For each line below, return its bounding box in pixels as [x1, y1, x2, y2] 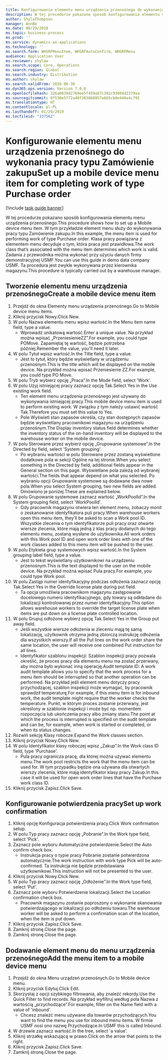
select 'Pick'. [12, 836, 39, 843]
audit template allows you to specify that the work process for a [20, 669, 152, 675]
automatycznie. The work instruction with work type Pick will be [20, 858, 151, 864]
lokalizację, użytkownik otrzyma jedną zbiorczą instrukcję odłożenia [20, 631, 160, 637]
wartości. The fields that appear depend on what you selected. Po [20, 472, 155, 479]
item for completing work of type [5, 177, 145, 189]
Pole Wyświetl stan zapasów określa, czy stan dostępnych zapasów [20, 414, 161, 420]
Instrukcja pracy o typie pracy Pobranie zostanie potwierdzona [20, 852, 150, 858]
